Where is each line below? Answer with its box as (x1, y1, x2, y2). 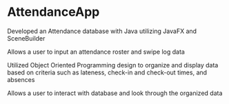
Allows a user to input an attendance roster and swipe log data (7, 48, 185, 56)
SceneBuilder (7, 34, 46, 42)
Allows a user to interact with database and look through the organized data (7, 89, 223, 97)
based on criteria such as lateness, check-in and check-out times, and (7, 68, 208, 76)
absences (7, 75, 35, 83)
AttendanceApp (7, 4, 100, 20)
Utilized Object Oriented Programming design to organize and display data (7, 61, 219, 69)
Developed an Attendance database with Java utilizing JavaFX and (7, 27, 197, 35)
